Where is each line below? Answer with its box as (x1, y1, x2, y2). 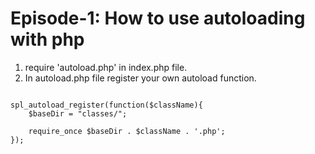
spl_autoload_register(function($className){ (10, 100, 203, 110)
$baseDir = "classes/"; (28, 108, 128, 119)
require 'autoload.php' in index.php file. (24, 61, 188, 73)
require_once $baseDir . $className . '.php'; (28, 126, 226, 136)
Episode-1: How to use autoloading (10, 7, 306, 30)
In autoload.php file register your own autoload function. (24, 72, 257, 84)
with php (10, 28, 85, 51)
